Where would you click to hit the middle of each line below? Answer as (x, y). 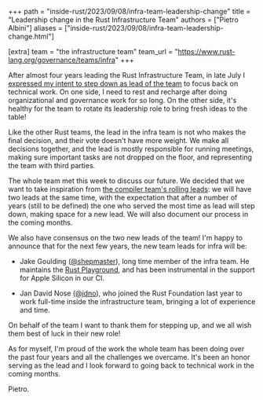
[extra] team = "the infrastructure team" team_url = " (93, 51)
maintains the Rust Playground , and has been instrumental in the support (137, 270)
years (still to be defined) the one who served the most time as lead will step (131, 206)
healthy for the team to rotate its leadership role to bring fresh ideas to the (128, 108)
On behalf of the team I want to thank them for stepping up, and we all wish (130, 325)
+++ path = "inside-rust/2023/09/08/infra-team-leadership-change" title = (130, 11)
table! (17, 117)
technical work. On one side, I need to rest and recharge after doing (118, 92)
